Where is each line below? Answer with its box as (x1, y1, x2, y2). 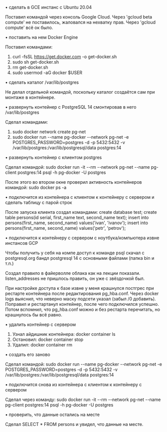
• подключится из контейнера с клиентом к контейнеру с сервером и (5, 194, 155, 200)
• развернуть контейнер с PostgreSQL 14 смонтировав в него (5, 104, 137, 110)
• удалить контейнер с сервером (5, 321, 76, 327)
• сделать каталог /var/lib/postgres (5, 80, 79, 85)
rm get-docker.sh (12, 65, 48, 70)
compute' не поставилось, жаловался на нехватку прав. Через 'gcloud (5, 20, 156, 25)
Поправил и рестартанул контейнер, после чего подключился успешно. (5, 301, 159, 307)
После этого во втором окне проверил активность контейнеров (5, 179, 142, 185)
